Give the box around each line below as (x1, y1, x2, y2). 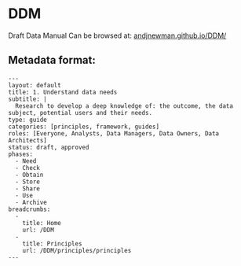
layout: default (8, 81, 61, 89)
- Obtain (15, 171, 44, 179)
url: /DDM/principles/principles (22, 246, 132, 254)
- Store (15, 178, 41, 186)
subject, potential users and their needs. (8, 109, 153, 116)
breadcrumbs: (8, 205, 51, 213)
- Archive (15, 198, 47, 206)
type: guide (8, 116, 47, 124)
